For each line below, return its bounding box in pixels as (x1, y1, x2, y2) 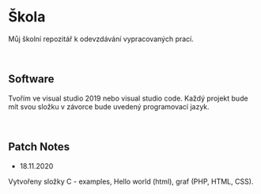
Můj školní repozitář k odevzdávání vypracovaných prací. (8, 34, 194, 44)
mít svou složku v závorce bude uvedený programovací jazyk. (8, 101, 210, 111)
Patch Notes (8, 140, 70, 154)
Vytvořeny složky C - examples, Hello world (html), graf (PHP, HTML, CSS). (8, 177, 254, 186)
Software (8, 72, 55, 86)
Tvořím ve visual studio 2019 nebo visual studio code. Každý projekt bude (8, 93, 248, 103)
